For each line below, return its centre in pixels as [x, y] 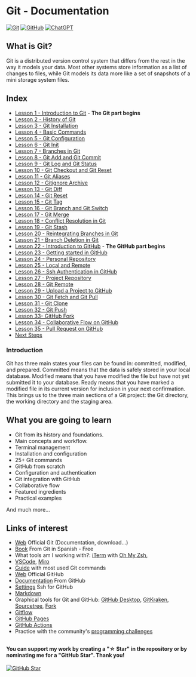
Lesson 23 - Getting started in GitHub [61, 253]
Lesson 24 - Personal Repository [55, 259]
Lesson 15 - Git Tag [39, 202]
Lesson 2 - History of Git [45, 119]
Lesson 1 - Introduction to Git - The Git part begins [77, 113]
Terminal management [42, 447]
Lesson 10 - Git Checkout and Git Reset [63, 170]
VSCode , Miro [32, 562]
